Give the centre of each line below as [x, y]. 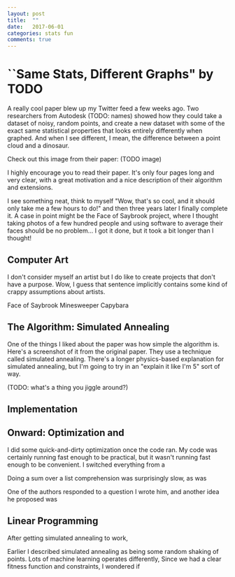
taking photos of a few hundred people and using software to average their [115, 224]
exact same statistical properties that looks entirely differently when [105, 131]
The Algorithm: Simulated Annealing [88, 327]
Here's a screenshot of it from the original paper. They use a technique [109, 351]
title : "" [23, 20]
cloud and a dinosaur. [38, 146]
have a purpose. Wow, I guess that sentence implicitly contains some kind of [117, 284]
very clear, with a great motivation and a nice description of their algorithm [115, 180]
